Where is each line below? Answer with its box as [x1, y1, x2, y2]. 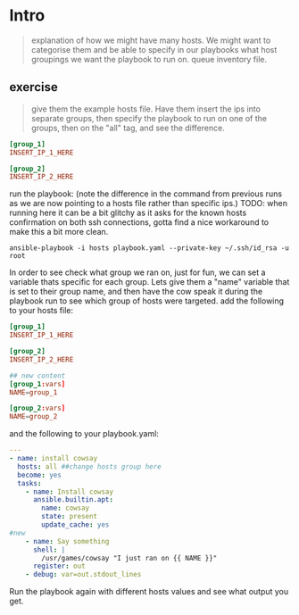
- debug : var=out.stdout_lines [25, 570, 142, 579]
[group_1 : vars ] [9, 379, 66, 388]
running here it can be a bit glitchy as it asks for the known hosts [9, 207, 247, 219]
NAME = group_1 [9, 387, 58, 397]
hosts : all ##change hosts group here [17, 461, 162, 471]
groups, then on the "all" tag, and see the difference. [30, 122, 225, 133]
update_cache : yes [41, 520, 110, 529]
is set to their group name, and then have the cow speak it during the [9, 287, 263, 297]
